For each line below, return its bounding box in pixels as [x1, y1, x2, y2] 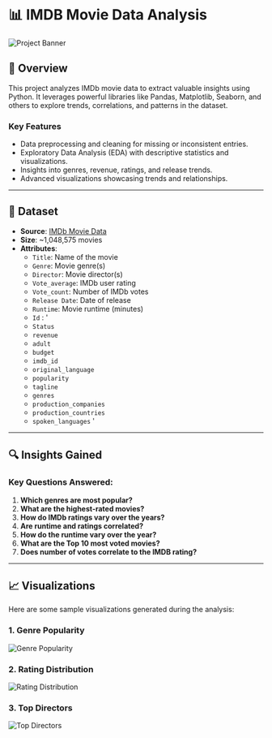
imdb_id [32, 357, 58, 365]
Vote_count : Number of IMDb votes [32, 287, 149, 296]
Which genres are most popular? [19, 495, 134, 505]
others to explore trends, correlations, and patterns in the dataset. [8, 100, 228, 110]
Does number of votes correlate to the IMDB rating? [19, 546, 197, 556]
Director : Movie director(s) [32, 269, 123, 279]
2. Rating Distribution [8, 663, 94, 675]
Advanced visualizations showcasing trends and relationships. [19, 174, 228, 183]
